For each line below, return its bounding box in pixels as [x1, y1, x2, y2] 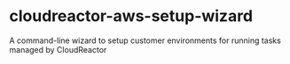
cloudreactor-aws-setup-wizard [9, 6, 254, 26]
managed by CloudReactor [9, 44, 107, 54]
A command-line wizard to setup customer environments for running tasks [9, 35, 281, 46]
